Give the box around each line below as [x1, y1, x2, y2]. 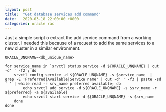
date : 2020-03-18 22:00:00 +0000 [5, 16, 79, 21]
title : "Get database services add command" [5, 12, 101, 17]
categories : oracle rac [5, 21, 55, 26]
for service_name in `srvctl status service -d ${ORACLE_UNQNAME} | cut [5, 64, 159, 69]
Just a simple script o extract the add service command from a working [5, 35, 152, 41]
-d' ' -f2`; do [5, 68, 37, 73]
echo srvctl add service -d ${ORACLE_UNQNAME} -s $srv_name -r [23, 86, 157, 91]
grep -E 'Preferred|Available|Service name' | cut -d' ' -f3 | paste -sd [5, 77, 162, 82]
